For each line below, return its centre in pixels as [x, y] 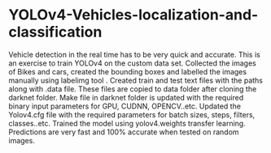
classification [55, 32]
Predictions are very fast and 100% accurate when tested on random [124, 132]
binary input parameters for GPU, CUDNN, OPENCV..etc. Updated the [125, 106]
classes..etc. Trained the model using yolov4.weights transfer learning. [127, 123]
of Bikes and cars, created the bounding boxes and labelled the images [127, 71]
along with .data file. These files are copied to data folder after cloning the [133, 89]
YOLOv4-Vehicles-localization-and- [133, 15]
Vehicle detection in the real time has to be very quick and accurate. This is [134, 54]
